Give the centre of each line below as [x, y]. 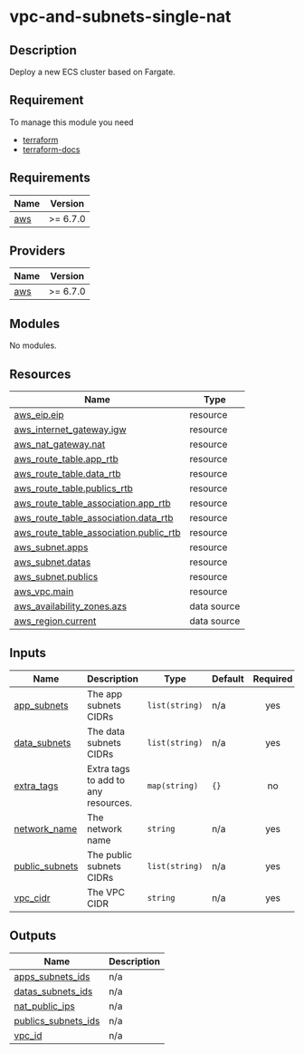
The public [110, 855]
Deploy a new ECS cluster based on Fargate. [93, 72]
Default [228, 679]
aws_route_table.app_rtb [66, 459]
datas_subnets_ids [53, 991]
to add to [106, 779]
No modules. [33, 345]
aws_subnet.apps [51, 547]
